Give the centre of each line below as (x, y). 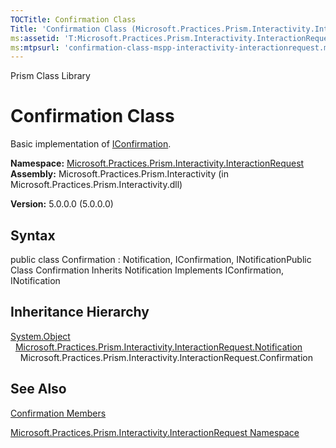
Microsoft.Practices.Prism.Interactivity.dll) (96, 185)
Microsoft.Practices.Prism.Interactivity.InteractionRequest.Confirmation (166, 357)
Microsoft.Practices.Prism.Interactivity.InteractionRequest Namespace (155, 432)
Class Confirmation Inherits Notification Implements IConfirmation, (147, 270)
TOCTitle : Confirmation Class (73, 19)
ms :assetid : (35, 38)
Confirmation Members (58, 413)
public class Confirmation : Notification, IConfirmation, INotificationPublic (161, 259)
